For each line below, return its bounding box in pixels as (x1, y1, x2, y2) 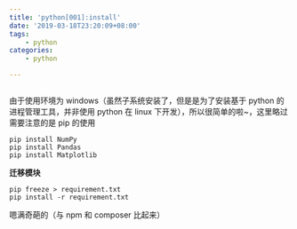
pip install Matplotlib (9, 151, 98, 160)
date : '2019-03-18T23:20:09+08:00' (9, 21, 141, 30)
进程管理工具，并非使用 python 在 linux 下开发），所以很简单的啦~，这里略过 (9, 107, 288, 116)
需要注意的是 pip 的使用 (9, 117, 96, 128)
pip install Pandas (9, 143, 82, 152)
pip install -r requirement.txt (9, 193, 129, 201)
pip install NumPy (9, 135, 77, 144)
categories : (9, 46, 53, 55)
